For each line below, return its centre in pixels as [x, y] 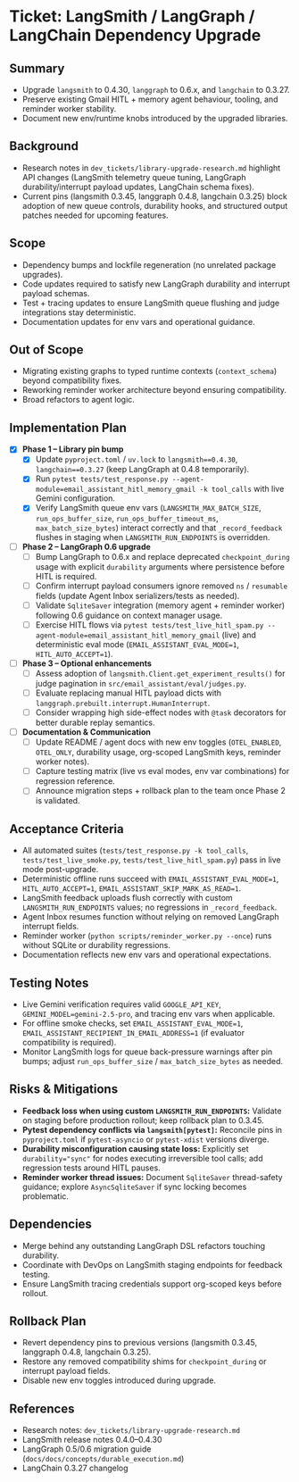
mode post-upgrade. [60, 870]
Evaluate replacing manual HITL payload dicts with [128, 693]
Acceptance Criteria [66, 829]
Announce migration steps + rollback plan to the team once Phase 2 [160, 791]
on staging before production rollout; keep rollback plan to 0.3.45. [143, 1120]
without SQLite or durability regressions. [96, 945]
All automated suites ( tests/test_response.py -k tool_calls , [135, 851]
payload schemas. [56, 293]
